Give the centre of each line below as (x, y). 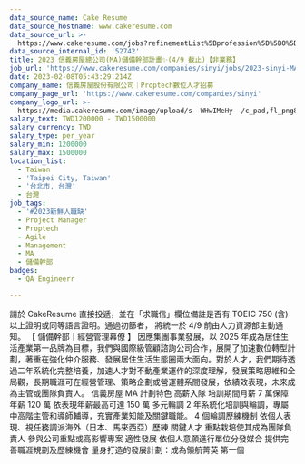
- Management (42, 246)
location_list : (38, 161)
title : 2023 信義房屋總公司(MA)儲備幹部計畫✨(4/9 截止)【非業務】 (125, 60)
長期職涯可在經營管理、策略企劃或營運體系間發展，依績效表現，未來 (160, 382)
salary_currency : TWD (50, 128)
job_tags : (28, 203)
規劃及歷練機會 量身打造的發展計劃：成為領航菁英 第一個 (139, 449)
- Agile (32, 237)
